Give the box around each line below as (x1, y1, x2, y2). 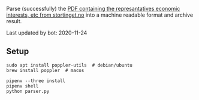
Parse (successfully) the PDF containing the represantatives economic (6, 5, 180, 12)
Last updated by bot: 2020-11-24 (6, 29, 88, 36)
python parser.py (6, 88, 50, 94)
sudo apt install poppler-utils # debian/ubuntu (6, 62, 133, 68)
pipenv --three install (6, 77, 66, 84)
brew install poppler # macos (6, 67, 85, 73)
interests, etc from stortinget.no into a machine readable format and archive (6, 11, 194, 18)
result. (6, 18, 22, 24)
